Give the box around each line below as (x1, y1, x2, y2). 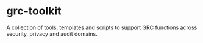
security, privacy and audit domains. (6, 30, 98, 37)
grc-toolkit (6, 4, 62, 18)
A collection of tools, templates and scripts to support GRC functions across (6, 24, 198, 31)
